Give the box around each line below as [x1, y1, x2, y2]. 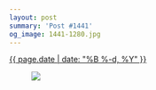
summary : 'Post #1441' [9, 21, 93, 30]
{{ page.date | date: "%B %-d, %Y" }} [9, 54, 147, 65]
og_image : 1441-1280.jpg [9, 29, 101, 38]
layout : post [9, 12, 58, 22]
